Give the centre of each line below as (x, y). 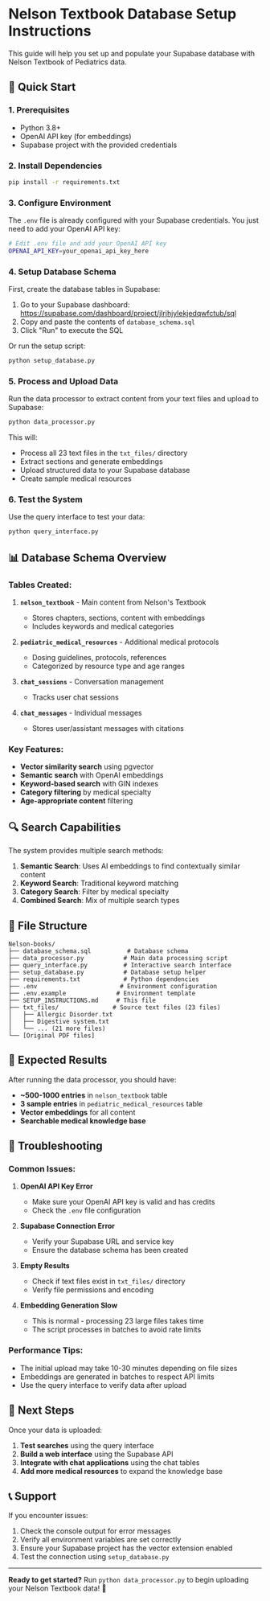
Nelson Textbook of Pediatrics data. (67, 62)
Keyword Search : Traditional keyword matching (99, 883)
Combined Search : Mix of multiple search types (100, 901)
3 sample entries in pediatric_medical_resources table (111, 1103)
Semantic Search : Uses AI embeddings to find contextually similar (130, 866)
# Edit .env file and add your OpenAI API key (88, 244)
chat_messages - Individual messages (81, 713)
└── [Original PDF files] (51, 1035)
